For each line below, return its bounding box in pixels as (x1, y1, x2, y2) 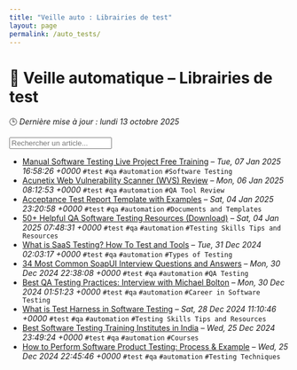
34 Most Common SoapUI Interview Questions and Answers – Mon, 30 (21, 258, 281, 269)
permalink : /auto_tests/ (9, 29, 101, 38)
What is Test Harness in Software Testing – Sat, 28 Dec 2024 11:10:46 (21, 303, 277, 315)
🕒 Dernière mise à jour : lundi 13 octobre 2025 (9, 116, 180, 127)
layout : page (9, 21, 58, 30)
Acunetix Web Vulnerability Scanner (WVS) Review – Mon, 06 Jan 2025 (21, 175, 285, 186)
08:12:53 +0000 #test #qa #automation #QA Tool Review (21, 185, 225, 195)
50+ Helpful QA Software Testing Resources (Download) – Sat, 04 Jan (21, 213, 279, 224)
